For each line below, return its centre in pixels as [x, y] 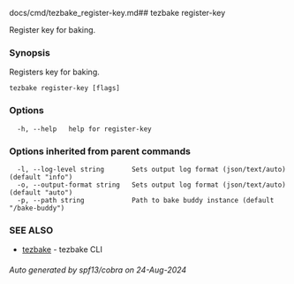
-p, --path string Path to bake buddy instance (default [146, 200]
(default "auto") [41, 192]
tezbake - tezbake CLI [62, 249]
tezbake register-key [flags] [65, 88]
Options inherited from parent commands [100, 151]
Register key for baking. [53, 30]
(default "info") [41, 177]
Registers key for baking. [54, 72]
